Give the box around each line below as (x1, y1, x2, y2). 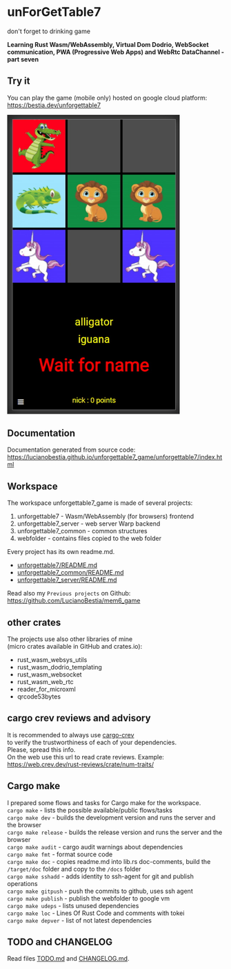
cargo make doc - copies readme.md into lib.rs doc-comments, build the (7, 857, 211, 865)
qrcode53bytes (17, 692, 61, 701)
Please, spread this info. (7, 745, 76, 754)
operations (7, 879, 38, 887)
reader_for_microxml (17, 685, 76, 693)
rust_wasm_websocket (17, 670, 82, 679)
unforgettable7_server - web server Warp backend (17, 519, 161, 528)
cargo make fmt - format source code (7, 850, 113, 858)
